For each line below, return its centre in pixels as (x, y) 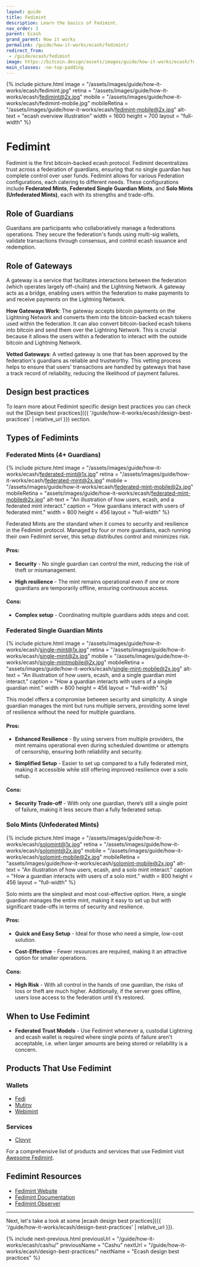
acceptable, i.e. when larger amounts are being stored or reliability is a (101, 1043)
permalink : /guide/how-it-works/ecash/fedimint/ (68, 45)
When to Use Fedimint (48, 1016)
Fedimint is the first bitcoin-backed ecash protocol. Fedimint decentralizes (97, 163)
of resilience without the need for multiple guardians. (71, 712)
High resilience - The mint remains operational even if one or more (97, 582)
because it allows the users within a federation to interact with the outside (97, 336)
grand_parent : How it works (41, 39)
